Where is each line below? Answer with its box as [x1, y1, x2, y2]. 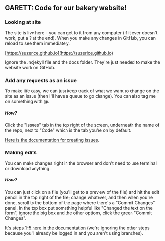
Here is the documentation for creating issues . [5, 137, 99, 143]
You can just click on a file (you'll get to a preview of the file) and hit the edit [5, 189, 159, 195]
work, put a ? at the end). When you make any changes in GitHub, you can [5, 35, 156, 41]
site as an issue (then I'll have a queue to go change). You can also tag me [5, 93, 156, 99]
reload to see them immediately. [5, 40, 70, 46]
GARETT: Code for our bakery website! [5, 4, 127, 12]
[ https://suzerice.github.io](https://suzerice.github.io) [5, 50, 113, 56]
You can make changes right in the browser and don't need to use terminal [5, 160, 157, 166]
